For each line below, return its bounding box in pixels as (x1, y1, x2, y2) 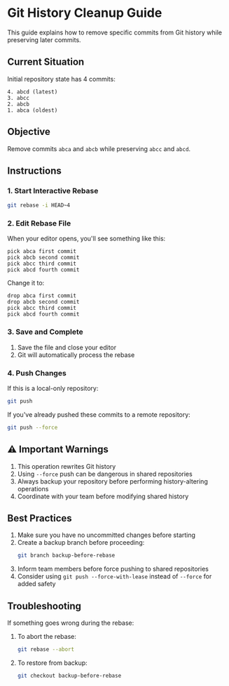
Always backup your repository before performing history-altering (17, 477, 208, 486)
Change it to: (7, 279, 45, 287)
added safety (17, 580, 56, 588)
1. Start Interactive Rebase (7, 186, 99, 195)
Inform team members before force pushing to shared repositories (17, 564, 209, 574)
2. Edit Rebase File (7, 219, 71, 228)
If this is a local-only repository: (7, 384, 99, 393)
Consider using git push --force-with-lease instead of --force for (17, 572, 212, 581)
